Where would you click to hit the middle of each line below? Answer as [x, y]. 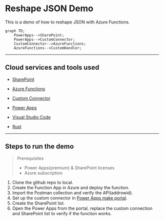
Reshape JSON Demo [49, 9]
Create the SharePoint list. [38, 203]
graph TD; [15, 31]
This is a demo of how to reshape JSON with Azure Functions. [68, 22]
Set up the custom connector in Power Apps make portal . [70, 198]
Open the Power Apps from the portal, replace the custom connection [82, 208]
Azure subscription [43, 173]
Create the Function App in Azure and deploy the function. [71, 187]
